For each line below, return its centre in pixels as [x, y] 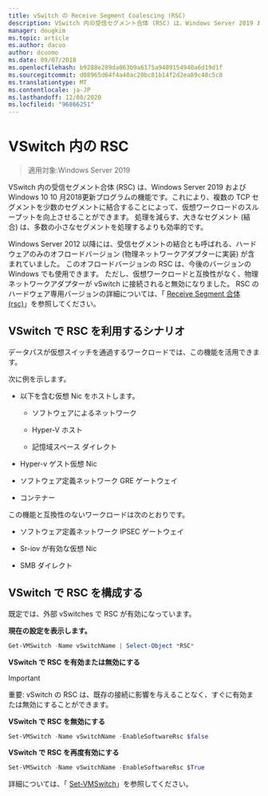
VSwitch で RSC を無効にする [57, 721]
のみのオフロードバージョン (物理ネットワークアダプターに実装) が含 [142, 254]
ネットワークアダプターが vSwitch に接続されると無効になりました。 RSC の [134, 284]
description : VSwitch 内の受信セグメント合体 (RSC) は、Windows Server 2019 [131, 23]
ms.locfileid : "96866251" [51, 104]
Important [24, 678]
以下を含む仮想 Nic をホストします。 [79, 396]
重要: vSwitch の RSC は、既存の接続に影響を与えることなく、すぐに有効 [128, 694]
